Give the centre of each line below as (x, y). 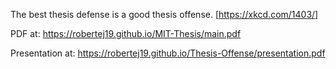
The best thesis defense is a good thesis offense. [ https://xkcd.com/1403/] (164, 14)
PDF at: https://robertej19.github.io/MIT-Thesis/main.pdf (126, 33)
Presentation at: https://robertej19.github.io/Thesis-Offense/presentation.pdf (168, 53)
